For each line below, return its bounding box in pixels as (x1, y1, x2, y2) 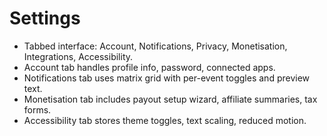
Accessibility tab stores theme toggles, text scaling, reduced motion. (23, 114, 307, 126)
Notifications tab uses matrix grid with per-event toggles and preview (23, 72, 311, 84)
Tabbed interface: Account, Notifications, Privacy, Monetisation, (23, 40, 288, 52)
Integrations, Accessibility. (23, 50, 134, 62)
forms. (23, 103, 52, 116)
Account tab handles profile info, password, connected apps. (23, 61, 276, 73)
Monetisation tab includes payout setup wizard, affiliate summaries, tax (23, 93, 318, 105)
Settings (9, 7, 81, 30)
